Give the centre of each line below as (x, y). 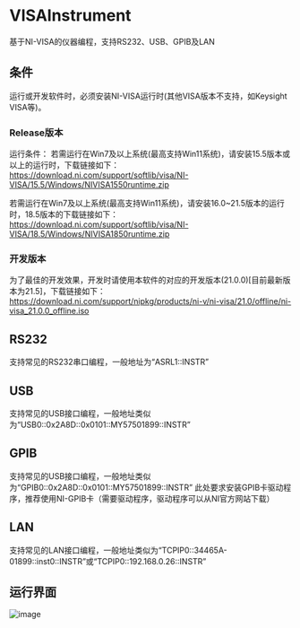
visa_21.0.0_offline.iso (49, 311)
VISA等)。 (28, 107)
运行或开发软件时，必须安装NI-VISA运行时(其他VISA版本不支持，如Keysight (149, 96)
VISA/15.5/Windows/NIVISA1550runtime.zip (90, 185)
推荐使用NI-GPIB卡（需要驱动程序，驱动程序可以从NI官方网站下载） (150, 498)
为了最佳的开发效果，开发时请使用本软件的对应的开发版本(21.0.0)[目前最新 (146, 280)
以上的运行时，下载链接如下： (64, 165)
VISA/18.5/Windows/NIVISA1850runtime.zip (90, 234)
